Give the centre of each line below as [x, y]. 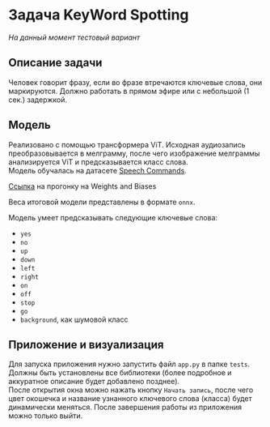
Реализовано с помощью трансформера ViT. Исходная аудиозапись [127, 144]
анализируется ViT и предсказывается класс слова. [98, 162]
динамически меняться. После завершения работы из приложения [125, 408]
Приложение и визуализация [86, 345]
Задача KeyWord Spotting [99, 15]
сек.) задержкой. [38, 100]
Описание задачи [55, 63]
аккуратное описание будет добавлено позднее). [94, 382]
